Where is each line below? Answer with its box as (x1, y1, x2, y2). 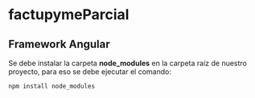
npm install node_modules (8, 82, 95, 90)
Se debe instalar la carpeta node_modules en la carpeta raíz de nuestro (8, 58, 248, 68)
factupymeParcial (8, 6, 130, 24)
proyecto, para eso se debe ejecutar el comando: (8, 67, 171, 76)
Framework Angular (8, 37, 110, 51)
